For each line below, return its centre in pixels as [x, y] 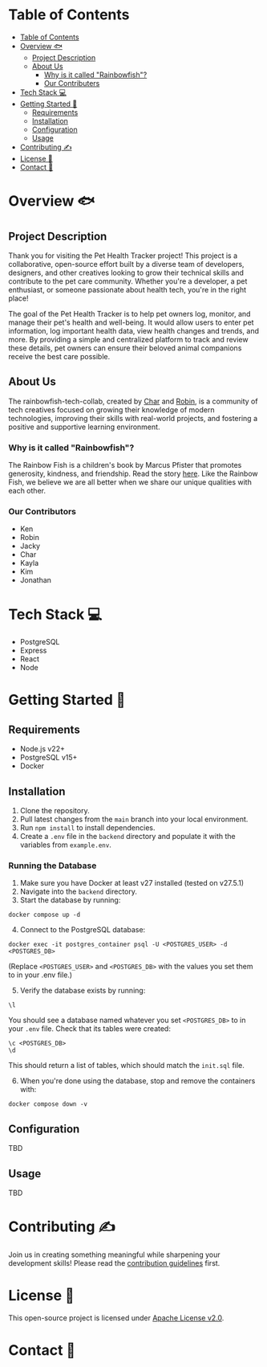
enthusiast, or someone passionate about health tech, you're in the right [127, 289]
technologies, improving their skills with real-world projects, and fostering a [133, 418]
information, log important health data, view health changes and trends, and [133, 330]
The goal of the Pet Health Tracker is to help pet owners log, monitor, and [129, 313]
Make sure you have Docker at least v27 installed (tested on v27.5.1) [132, 883]
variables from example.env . [66, 845]
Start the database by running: [70, 900]
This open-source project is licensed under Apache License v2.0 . [116, 1318]
